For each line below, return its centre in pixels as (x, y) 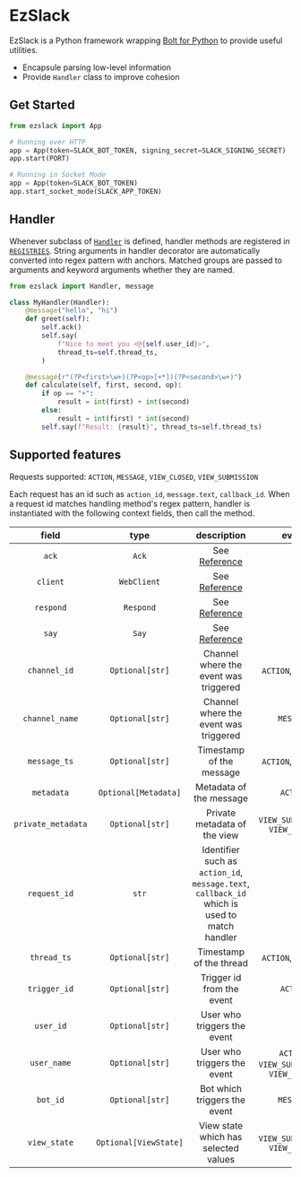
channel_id (51, 670)
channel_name (51, 718)
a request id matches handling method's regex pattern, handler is (130, 503)
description (221, 535)
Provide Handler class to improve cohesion (101, 76)
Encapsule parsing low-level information (97, 67)
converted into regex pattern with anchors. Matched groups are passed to (146, 260)
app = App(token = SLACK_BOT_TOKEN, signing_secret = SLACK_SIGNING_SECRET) (148, 150)
